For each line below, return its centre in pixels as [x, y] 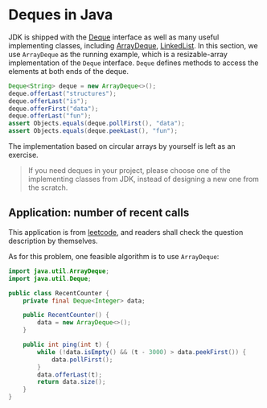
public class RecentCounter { [59, 293]
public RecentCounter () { [66, 315]
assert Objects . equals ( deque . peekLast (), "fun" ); [93, 131]
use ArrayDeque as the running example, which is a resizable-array [118, 54]
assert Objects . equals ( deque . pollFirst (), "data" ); [97, 124]
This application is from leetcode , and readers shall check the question [126, 232]
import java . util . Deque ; [50, 278]
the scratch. [48, 188]
